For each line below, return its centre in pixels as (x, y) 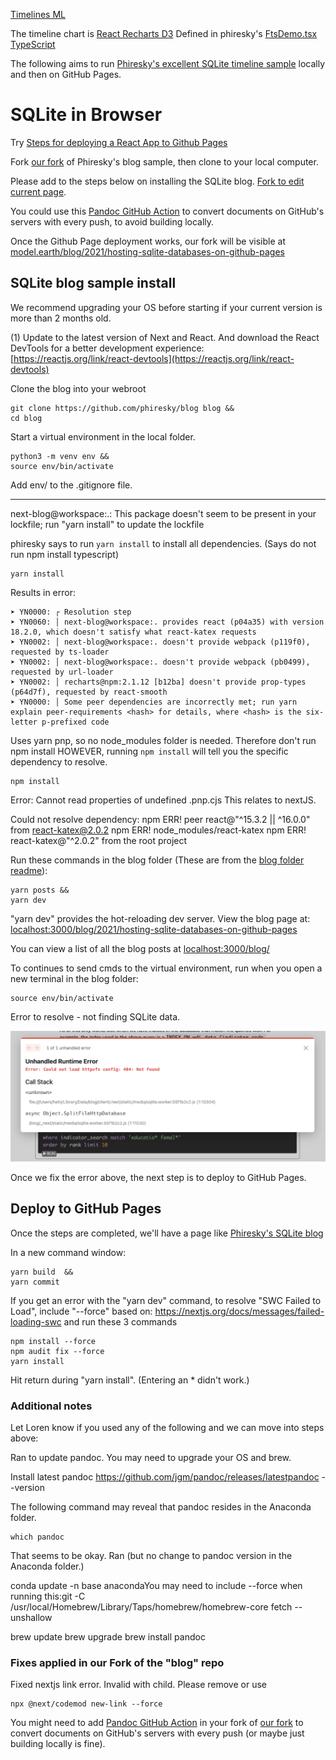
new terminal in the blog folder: (74, 978)
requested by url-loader (62, 672)
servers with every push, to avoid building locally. (112, 221)
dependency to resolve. (59, 761)
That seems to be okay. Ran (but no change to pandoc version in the (151, 1556)
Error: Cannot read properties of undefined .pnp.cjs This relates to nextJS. (163, 800)
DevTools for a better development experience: (107, 348)
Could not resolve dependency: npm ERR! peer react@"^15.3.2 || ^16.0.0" (160, 819)
